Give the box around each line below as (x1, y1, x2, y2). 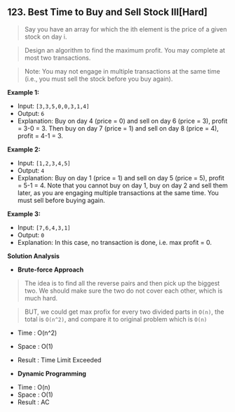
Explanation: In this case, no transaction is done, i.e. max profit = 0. (17, 238, 213, 246)
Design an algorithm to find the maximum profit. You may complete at (24, 46, 226, 54)
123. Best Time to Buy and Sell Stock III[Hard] (7, 6, 208, 18)
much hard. (24, 293, 58, 302)
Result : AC (17, 397, 50, 406)
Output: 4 (17, 166, 44, 175)
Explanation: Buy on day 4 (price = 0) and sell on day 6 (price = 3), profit (17, 117, 228, 125)
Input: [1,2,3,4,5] (17, 159, 71, 167)
